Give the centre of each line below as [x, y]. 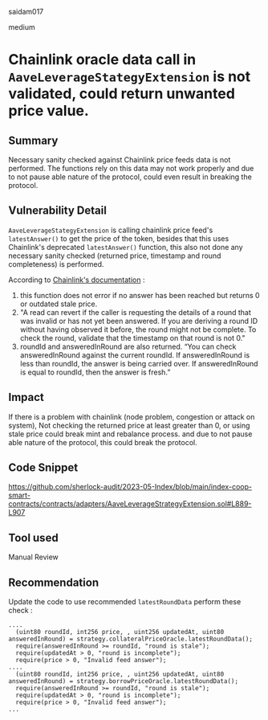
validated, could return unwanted [122, 94]
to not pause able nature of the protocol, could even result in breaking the [130, 177]
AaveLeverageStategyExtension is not [130, 77]
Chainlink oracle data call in [102, 60]
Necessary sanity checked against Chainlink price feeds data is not [120, 160]
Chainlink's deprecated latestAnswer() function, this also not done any [126, 247]
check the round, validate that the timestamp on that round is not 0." [133, 337]
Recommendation [53, 582]
